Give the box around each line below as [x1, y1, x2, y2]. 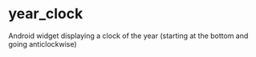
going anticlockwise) [8, 39, 78, 48]
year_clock [8, 5, 83, 23]
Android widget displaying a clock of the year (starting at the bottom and [8, 31, 249, 40]
